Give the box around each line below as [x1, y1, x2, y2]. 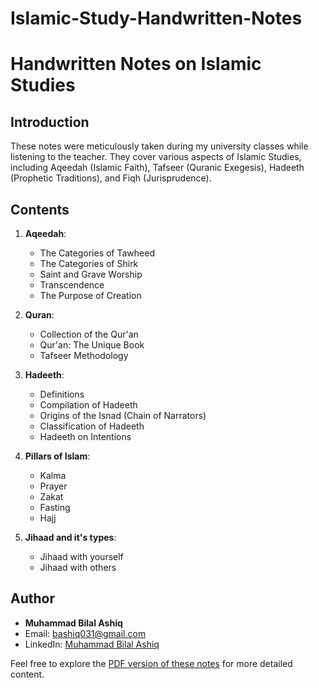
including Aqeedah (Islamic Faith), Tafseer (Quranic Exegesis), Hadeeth [10, 162, 305, 174]
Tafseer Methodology [39, 350, 129, 361]
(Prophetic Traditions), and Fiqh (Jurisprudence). [10, 172, 212, 184]
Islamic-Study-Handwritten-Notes [10, 7, 303, 30]
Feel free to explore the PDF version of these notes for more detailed [10, 657, 293, 669]
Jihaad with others [39, 562, 117, 573]
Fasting [39, 502, 71, 513]
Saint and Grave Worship [39, 268, 143, 280]
